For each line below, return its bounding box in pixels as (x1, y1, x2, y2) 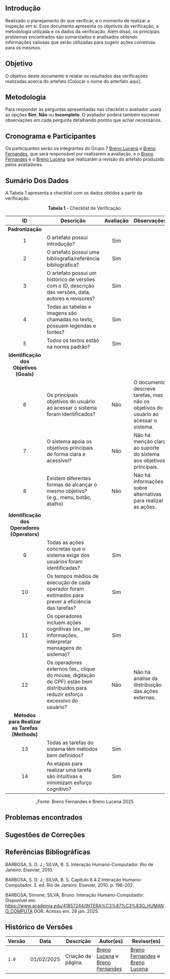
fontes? (46, 329, 65, 336)
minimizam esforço (46, 779, 92, 786)
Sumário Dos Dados (5, 176, 69, 185)
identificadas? (46, 564, 80, 571)
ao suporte (133, 444, 159, 451)
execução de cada (46, 579, 91, 586)
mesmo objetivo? (46, 487, 88, 495)
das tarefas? (46, 604, 76, 611)
